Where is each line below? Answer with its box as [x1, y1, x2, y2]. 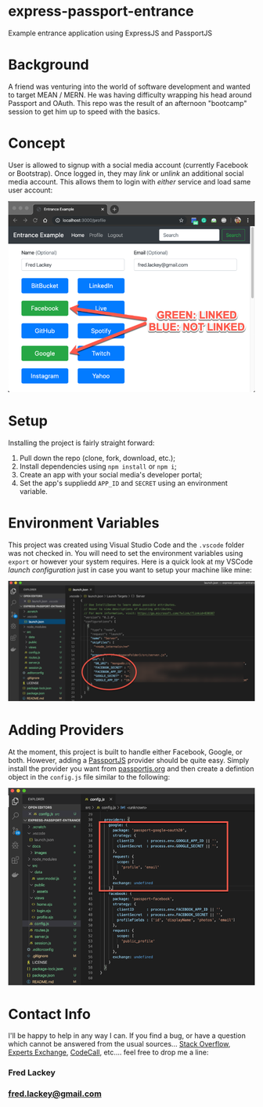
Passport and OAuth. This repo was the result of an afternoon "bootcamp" [8, 98, 247, 108]
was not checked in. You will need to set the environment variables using [8, 548, 243, 557]
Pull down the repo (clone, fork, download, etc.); [19, 453, 176, 462]
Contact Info [8, 1005, 92, 1023]
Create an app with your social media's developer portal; [19, 469, 203, 479]
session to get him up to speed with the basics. [8, 107, 160, 116]
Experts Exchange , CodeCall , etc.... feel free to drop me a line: [8, 1047, 209, 1058]
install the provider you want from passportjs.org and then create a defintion [8, 764, 254, 773]
